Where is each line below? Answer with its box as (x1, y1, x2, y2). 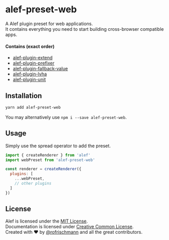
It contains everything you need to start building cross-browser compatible (5, 26, 164, 32)
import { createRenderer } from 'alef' (5, 152, 91, 157)
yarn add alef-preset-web (5, 105, 61, 110)
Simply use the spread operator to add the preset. (5, 143, 111, 149)
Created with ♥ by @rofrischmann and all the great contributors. (5, 229, 143, 235)
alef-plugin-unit (12, 76, 46, 83)
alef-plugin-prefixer (12, 60, 55, 66)
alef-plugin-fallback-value (12, 66, 68, 72)
